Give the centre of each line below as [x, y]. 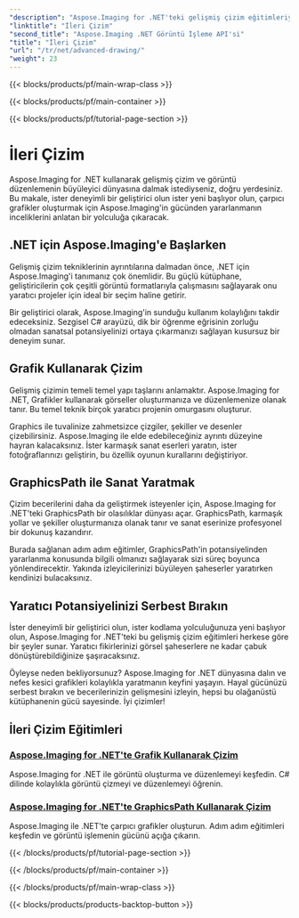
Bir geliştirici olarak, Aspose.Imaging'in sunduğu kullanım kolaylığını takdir [145, 312]
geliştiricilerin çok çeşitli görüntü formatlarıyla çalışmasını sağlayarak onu [143, 285]
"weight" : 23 [33, 59]
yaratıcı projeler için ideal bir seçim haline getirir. [98, 295]
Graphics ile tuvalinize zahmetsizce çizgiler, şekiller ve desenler [126, 426]
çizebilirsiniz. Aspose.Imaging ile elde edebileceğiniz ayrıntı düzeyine [136, 435]
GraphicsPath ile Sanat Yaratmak [102, 482]
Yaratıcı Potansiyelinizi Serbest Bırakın [119, 606]
